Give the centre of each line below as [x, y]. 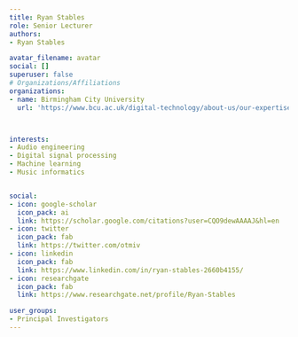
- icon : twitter [39, 229]
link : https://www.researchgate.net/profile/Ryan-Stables [127, 295]
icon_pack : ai [43, 212]
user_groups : [33, 311]
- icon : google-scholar [53, 204]
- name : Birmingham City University [77, 99]
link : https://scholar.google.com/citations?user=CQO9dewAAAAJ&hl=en [148, 221]
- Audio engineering [47, 147]
